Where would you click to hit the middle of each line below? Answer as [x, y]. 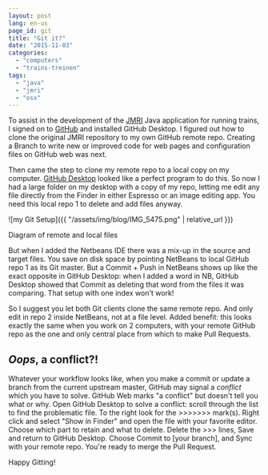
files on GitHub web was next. [58, 155]
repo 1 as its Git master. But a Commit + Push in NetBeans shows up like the [133, 268]
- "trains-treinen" [48, 68]
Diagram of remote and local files [63, 235]
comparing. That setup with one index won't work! [91, 293]
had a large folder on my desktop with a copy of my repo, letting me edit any [134, 187]
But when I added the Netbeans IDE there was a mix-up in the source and [129, 251]
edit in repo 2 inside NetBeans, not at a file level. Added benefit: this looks [130, 317]
